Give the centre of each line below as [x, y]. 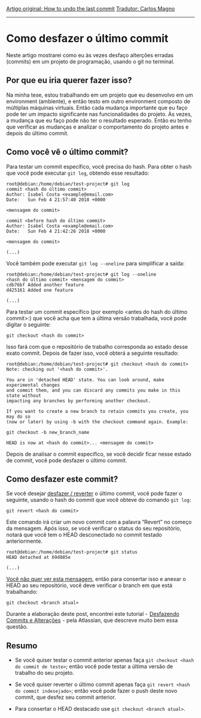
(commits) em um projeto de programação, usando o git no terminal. [90, 61]
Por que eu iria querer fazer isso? [69, 80]
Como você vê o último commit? [67, 152]
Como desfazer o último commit [87, 39]
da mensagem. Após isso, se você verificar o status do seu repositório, [94, 528]
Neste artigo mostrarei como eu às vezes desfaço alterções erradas [90, 55]
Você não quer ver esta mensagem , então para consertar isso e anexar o [96, 579]
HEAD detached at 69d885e [38, 558]
